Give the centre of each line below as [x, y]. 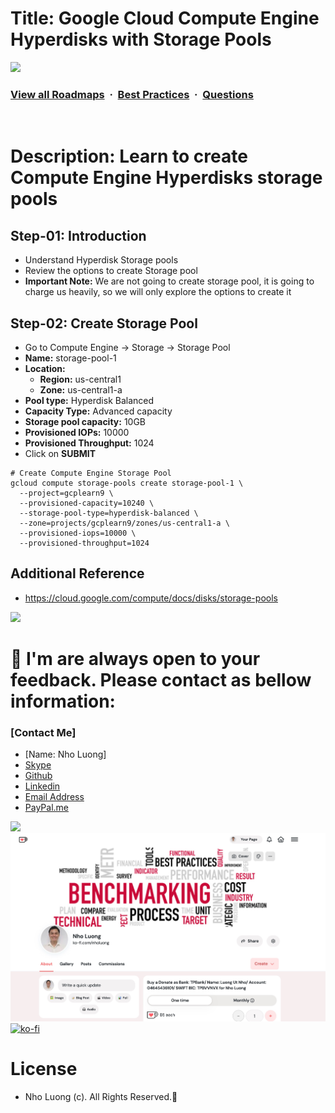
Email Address [54, 797]
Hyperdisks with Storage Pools [141, 39]
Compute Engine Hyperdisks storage [166, 178]
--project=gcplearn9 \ [66, 493]
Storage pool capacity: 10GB [85, 422]
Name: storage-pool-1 [70, 358]
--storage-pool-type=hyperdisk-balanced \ [109, 513]
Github [38, 776]
